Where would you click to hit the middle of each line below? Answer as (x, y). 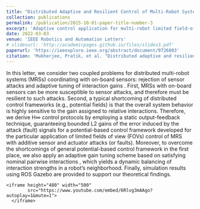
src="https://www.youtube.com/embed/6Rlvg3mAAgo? (90, 190)
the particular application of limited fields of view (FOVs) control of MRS (94, 136)
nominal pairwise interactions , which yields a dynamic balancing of (89, 161)
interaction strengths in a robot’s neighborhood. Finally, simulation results (96, 168)
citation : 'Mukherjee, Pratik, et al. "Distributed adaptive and (89, 56)
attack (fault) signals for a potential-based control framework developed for (99, 130)
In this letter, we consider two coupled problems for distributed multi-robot (98, 73)
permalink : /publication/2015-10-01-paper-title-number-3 (79, 23)
